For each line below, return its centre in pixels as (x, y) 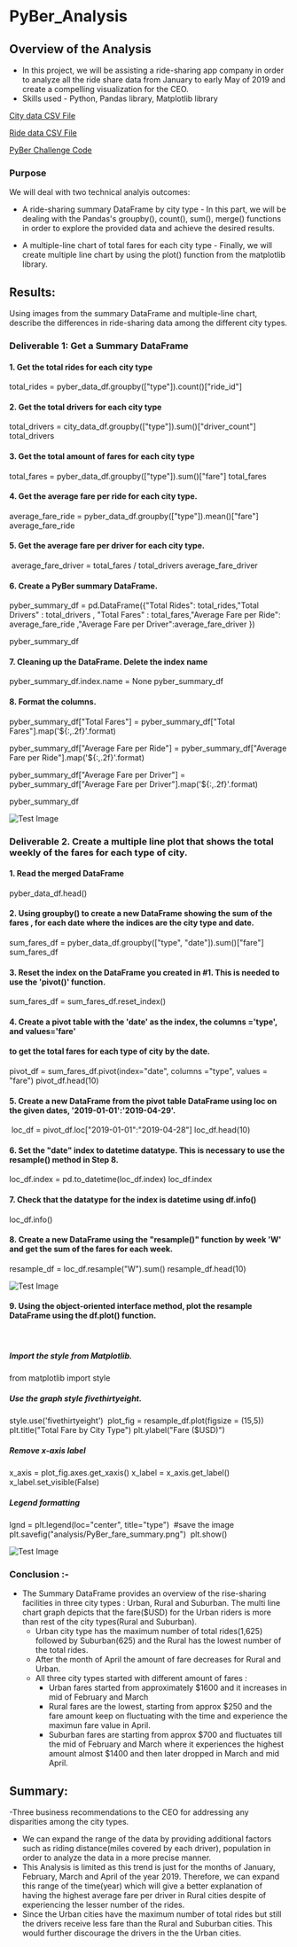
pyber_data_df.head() (48, 893)
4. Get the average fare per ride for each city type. (103, 496)
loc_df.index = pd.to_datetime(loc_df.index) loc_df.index (111, 1180)
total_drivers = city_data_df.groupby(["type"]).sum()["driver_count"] (133, 426)
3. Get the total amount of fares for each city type (102, 456)
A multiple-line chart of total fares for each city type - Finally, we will (147, 245)
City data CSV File (43, 116)
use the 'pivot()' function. (58, 982)
